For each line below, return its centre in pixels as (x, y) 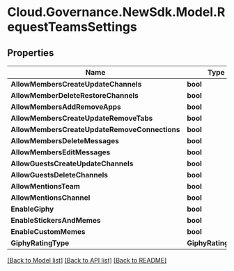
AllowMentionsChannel (50, 198)
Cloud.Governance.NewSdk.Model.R (116, 12)
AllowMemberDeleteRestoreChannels (75, 95)
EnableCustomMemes (48, 232)
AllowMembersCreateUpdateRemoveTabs (82, 118)
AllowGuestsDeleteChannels (59, 175)
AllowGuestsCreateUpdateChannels (72, 163)
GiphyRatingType (40, 243)
